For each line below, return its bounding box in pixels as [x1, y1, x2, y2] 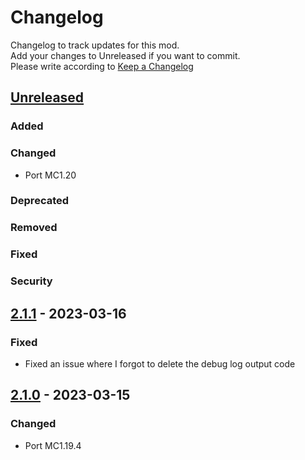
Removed [10, 221, 58, 235]
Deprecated [10, 194, 70, 208]
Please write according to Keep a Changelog [10, 60, 194, 72]
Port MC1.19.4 [24, 439, 82, 451]
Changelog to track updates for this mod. [10, 39, 180, 51]
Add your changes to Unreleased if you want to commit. [10, 49, 241, 61]
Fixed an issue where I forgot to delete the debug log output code [24, 357, 296, 370]
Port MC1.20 [24, 169, 77, 181]
